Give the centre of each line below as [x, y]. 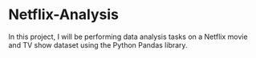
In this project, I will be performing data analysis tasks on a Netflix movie [128, 37]
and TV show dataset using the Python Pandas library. [98, 44]
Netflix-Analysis [63, 15]
